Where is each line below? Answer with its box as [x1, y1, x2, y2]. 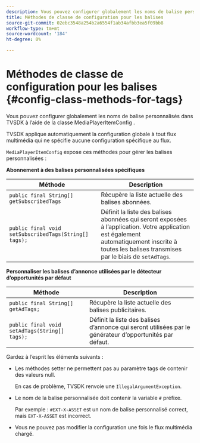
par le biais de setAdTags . [101, 252, 171, 260]
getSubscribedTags [9, 198, 61, 205]
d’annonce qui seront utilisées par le [89, 323, 190, 331]
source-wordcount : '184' [6, 31, 68, 37]
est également [101, 230, 141, 238]
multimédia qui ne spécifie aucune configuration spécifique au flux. [6, 137, 171, 144]
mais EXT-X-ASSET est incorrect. [14, 412, 92, 419]
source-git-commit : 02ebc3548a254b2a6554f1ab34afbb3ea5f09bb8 [6, 20, 164, 26]
